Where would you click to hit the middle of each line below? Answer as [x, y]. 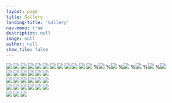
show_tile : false [27, 50]
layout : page [22, 11]
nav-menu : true [25, 28]
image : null [20, 39]
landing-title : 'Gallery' [37, 22]
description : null [28, 33]
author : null [22, 44]
